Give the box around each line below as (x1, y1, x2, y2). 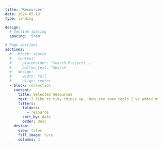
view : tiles (17, 128, 42, 133)
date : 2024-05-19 (5, 12, 40, 16)
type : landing (5, 16, 34, 21)
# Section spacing (9, 30, 47, 34)
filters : (17, 101, 36, 106)
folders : (22, 105, 40, 110)
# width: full (9, 74, 47, 79)
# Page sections (5, 43, 38, 47)
